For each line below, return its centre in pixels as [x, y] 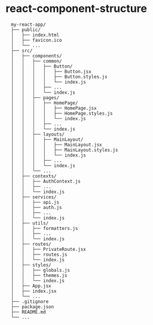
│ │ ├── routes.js [39, 255]
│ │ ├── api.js [35, 202]
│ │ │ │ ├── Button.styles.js [59, 76]
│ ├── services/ [34, 197]
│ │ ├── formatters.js [45, 228]
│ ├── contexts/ [34, 176]
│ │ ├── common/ [36, 61]
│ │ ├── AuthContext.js [46, 181]
